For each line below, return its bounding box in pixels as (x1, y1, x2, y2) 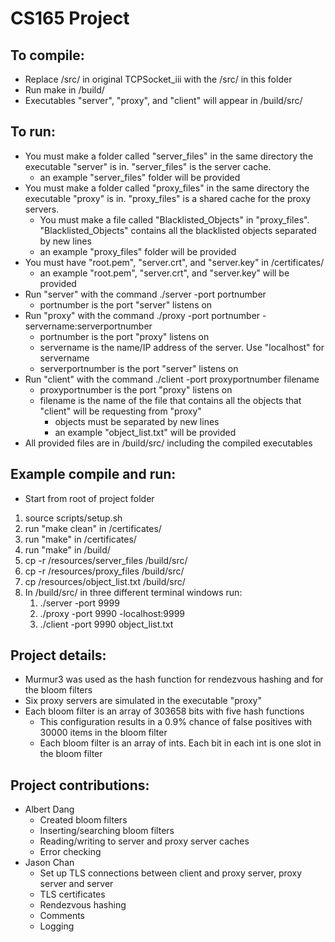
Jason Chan (24, 857, 75, 869)
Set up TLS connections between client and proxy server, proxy (39, 867, 303, 879)
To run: (10, 123, 56, 141)
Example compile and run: (10, 466, 177, 483)
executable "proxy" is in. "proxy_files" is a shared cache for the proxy (24, 192, 312, 204)
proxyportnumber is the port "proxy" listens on (39, 383, 233, 396)
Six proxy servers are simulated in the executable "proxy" (24, 695, 262, 707)
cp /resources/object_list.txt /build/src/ (24, 575, 186, 587)
